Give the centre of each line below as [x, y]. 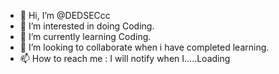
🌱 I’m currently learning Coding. [85, 36]
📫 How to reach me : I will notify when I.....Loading [125, 58]
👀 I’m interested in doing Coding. [87, 26]
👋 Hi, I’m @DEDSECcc [65, 15]
